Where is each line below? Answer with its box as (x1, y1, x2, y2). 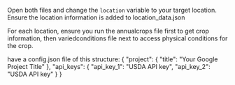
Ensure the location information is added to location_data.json (7, 13, 185, 22)
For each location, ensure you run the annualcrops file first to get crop (7, 27, 210, 35)
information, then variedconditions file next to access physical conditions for (7, 34, 228, 42)
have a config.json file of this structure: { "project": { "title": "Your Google (7, 55, 218, 63)
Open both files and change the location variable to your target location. (7, 6, 217, 14)
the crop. (7, 42, 34, 49)
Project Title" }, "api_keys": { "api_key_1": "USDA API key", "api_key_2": (7, 63, 211, 70)
